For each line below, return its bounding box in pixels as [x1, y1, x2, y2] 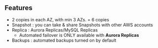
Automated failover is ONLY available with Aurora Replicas [19, 32, 139, 38]
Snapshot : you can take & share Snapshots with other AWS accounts [11, 22, 154, 28]
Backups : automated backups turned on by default [11, 37, 117, 43]
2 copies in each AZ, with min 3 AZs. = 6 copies [11, 16, 110, 22]
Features [4, 4, 33, 12]
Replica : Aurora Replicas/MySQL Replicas [11, 27, 98, 33]
